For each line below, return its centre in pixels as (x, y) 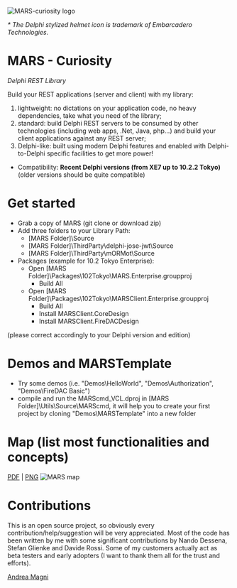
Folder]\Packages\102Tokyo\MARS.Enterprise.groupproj (110, 276)
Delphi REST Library (37, 80)
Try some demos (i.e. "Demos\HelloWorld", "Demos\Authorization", (116, 383)
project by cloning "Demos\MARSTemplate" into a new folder (107, 413)
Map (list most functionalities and (109, 442)
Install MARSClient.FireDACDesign (89, 321)
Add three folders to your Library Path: (74, 230)
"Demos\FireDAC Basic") (54, 391)
